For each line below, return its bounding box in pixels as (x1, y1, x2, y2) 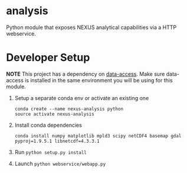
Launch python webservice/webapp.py (14, 160, 106, 167)
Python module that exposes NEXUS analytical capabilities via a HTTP (6, 24, 177, 31)
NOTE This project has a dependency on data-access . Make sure (6, 70, 165, 78)
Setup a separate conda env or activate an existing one (14, 94, 149, 101)
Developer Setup (6, 51, 90, 65)
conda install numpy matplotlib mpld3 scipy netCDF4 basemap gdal (14, 133, 182, 139)
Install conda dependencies (14, 121, 83, 129)
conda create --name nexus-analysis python (14, 105, 124, 112)
